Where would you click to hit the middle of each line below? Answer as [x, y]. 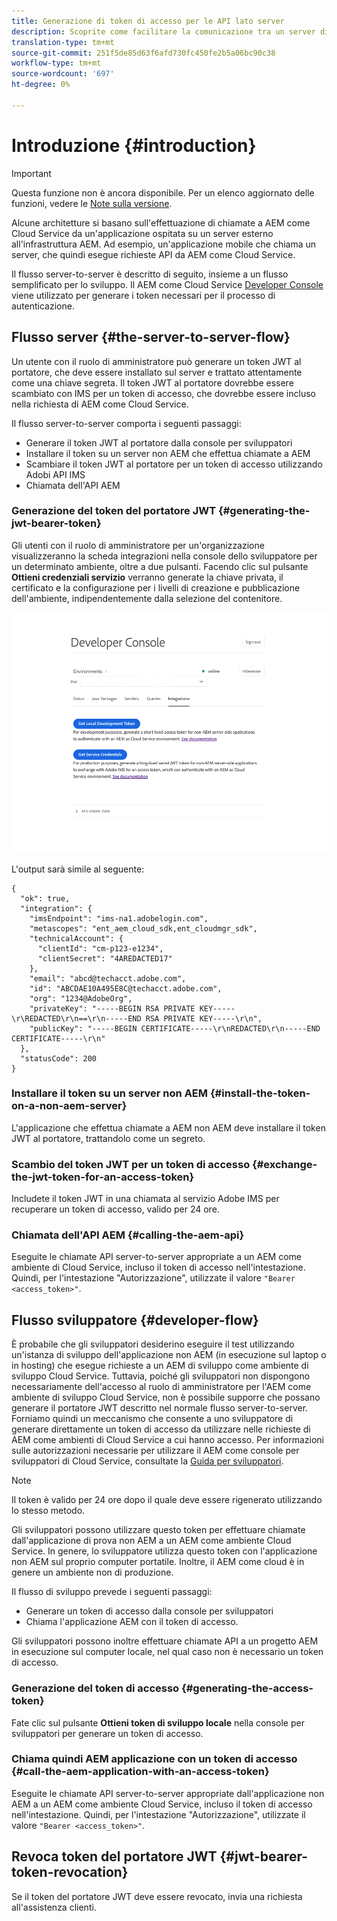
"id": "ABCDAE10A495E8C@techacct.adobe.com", [126, 988]
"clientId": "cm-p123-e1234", [100, 948]
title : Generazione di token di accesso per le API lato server [148, 21]
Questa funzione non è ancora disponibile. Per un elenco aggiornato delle [163, 192]
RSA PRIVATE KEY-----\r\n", [204, 1018]
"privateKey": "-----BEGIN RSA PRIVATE [112, 1008]
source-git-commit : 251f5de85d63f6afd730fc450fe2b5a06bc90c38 [143, 53]
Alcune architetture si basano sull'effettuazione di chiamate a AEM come [161, 222]
